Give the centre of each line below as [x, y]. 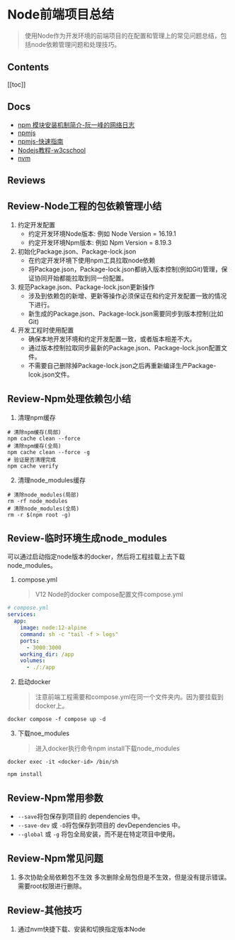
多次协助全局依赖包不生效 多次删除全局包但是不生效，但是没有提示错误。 [124, 877]
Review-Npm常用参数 [56, 798]
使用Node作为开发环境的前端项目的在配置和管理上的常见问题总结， [122, 36]
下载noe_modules [43, 733]
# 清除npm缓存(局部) [34, 432]
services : [22, 615]
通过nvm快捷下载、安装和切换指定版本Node [81, 929]
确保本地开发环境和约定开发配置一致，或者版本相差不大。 [112, 339]
